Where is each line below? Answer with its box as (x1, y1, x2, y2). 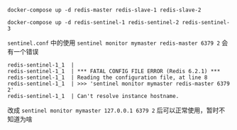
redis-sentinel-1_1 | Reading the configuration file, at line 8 (7, 74, 208, 81)
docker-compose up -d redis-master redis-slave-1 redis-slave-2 (7, 6, 202, 13)
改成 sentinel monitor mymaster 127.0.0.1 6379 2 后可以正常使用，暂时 (7, 106, 219, 114)
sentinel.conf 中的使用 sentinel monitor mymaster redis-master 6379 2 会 (7, 38, 228, 47)
